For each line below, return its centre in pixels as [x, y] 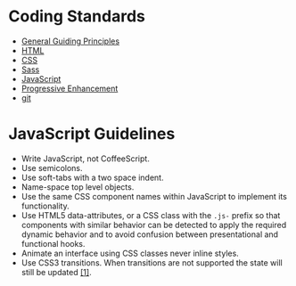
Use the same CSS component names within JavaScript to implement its [154, 196]
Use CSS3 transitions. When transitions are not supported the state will [152, 262]
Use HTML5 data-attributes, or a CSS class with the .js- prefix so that [151, 215]
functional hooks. [53, 243]
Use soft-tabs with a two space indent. [92, 177]
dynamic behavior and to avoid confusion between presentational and [149, 234]
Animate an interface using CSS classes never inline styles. [130, 253]
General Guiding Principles [70, 41]
